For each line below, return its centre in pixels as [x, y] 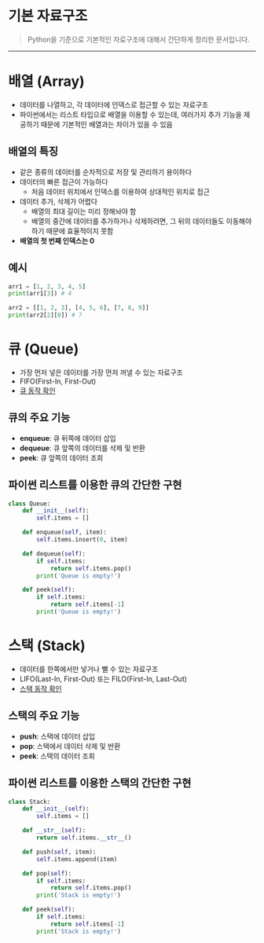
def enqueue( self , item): [65, 532]
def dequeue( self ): [54, 554]
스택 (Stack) [47, 646]
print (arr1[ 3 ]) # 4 [40, 294]
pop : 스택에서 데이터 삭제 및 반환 [70, 746]
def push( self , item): [59, 852]
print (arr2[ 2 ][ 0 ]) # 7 [45, 315]
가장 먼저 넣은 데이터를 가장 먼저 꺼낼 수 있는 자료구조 [101, 372]
